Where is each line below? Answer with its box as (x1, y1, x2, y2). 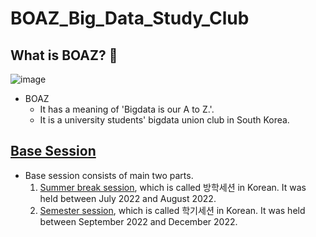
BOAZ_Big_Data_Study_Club (10, 7, 250, 30)
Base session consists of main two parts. (24, 169, 194, 181)
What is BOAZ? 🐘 (10, 47, 118, 64)
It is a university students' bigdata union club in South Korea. (39, 114, 290, 126)
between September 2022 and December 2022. (39, 215, 238, 227)
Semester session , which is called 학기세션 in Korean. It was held (39, 204, 306, 216)
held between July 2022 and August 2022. (39, 192, 217, 204)
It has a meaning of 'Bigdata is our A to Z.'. (39, 103, 215, 115)
